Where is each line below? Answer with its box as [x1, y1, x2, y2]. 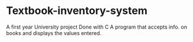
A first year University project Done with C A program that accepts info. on [6, 23, 188, 30]
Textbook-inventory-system [6, 4, 148, 17]
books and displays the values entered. [6, 29, 102, 36]
